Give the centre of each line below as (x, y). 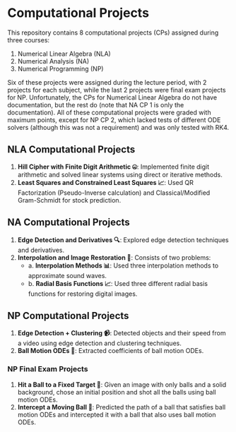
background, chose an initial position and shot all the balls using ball (117, 392)
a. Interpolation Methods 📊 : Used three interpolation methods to (123, 265)
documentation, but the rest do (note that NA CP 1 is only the (96, 104)
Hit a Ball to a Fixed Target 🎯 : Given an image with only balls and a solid (122, 384)
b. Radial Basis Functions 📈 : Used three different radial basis (118, 283)
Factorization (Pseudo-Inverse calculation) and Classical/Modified (114, 193)
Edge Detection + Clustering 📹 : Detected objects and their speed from (122, 333)
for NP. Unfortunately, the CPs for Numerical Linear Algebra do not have (112, 97)
